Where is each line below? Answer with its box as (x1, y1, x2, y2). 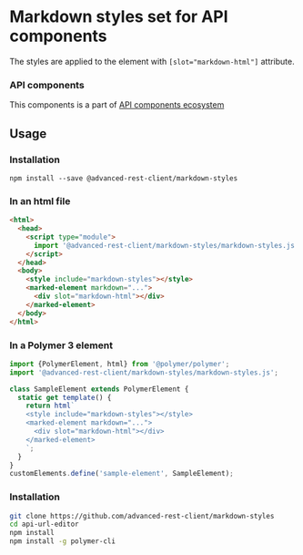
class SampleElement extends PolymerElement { (9, 385, 189, 394)
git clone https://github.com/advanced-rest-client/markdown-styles (9, 511, 275, 520)
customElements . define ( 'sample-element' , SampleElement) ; (9, 469, 234, 478)
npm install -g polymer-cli (9, 537, 116, 546)
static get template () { (17, 393, 112, 402)
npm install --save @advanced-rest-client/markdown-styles (9, 173, 238, 183)
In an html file (9, 194, 71, 207)
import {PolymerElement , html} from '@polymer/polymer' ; (9, 359, 230, 368)
